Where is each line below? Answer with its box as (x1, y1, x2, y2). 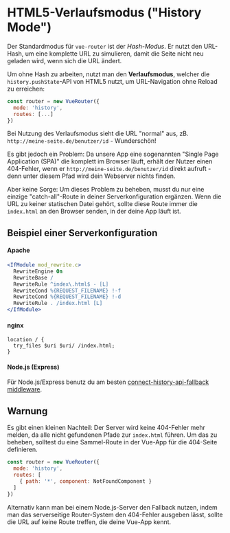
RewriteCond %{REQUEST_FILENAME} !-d (13, 293, 122, 300)
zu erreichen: (7, 84, 45, 93)
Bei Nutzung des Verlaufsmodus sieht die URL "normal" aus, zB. (7, 129, 189, 138)
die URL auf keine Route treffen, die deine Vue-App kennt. (7, 517, 172, 526)
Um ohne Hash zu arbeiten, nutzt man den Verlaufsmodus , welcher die (7, 70, 210, 78)
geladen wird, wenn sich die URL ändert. (7, 56, 122, 65)
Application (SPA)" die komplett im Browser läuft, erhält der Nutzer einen (7, 157, 213, 166)
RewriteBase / (13, 274, 54, 281)
